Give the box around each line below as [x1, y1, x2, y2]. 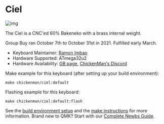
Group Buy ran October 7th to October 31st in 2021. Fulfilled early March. [5, 39, 157, 46]
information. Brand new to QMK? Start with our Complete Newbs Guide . [5, 113, 155, 119]
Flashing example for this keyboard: [5, 89, 80, 95]
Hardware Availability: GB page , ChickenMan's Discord [12, 60, 128, 66]
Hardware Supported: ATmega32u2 [12, 55, 87, 61]
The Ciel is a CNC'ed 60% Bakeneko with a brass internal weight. [5, 30, 142, 36]
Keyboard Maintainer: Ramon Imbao [12, 50, 88, 56]
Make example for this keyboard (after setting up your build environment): [5, 70, 159, 76]
